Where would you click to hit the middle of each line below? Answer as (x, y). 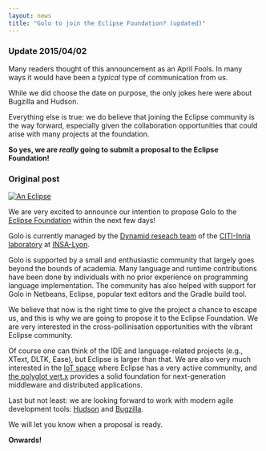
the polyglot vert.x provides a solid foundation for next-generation (117, 376)
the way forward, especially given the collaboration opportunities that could (133, 125)
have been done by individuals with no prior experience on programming (128, 277)
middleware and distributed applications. (75, 385)
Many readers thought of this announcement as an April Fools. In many (125, 68)
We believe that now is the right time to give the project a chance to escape (133, 310)
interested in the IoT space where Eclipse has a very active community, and (133, 368)
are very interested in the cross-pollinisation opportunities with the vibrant (131, 327)
